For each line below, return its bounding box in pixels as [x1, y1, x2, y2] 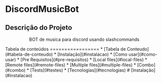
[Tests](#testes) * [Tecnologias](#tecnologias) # [30, 67, 130, 73]
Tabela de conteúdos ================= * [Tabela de [5, 46, 126, 52]
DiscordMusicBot [5, 3, 79, 15]
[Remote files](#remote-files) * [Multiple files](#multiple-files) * [5, 62, 136, 68]
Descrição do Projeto [5, 23, 72, 32]
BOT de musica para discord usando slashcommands [29, 36, 139, 42]
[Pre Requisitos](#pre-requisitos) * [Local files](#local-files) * [20, 57, 147, 63]
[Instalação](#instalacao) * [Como [57, 51, 128, 57]
